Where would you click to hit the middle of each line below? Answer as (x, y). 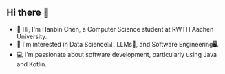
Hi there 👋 (28, 13)
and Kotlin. (32, 64)
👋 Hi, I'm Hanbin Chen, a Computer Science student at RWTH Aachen (115, 29)
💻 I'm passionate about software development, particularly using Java (117, 54)
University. (32, 36)
